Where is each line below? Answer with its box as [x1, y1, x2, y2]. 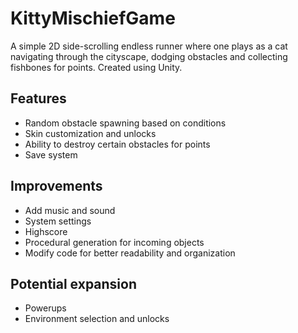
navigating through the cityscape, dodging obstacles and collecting [10, 50, 288, 62]
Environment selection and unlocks [24, 313, 170, 325]
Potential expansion [10, 275, 138, 292]
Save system [24, 148, 78, 161]
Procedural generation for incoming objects [24, 236, 205, 248]
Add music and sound [24, 204, 116, 216]
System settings [24, 215, 92, 227]
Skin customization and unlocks [24, 127, 157, 139]
